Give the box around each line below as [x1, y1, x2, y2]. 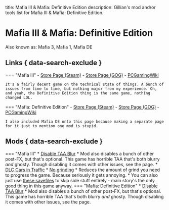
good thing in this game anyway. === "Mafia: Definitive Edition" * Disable [5, 183, 158, 189]
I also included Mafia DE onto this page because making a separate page [5, 119, 164, 124]
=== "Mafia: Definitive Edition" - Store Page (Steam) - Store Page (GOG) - [5, 103, 159, 110]
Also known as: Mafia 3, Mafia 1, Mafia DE [5, 44, 93, 50]
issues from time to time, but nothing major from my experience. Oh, [5, 86, 157, 91]
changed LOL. [5, 95, 33, 100]
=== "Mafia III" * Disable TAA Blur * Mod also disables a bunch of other [5, 150, 154, 156]
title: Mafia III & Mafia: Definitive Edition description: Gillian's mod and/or [5, 5, 156, 10]
